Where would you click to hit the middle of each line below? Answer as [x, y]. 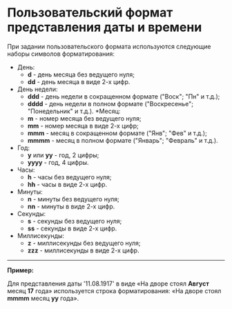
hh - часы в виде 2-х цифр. [67, 184]
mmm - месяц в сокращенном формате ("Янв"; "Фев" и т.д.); [117, 133]
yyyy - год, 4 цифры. [58, 162]
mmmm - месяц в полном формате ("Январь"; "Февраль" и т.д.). [123, 140]
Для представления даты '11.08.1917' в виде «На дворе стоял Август [108, 283]
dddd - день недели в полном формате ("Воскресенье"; [110, 103]
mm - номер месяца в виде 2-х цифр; [83, 126]
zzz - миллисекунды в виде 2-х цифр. [83, 250]
